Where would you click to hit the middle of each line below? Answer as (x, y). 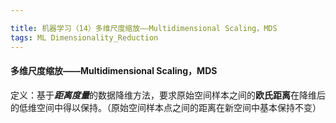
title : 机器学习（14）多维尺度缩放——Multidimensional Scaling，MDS (144, 28)
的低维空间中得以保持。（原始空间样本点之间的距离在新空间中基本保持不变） (166, 107)
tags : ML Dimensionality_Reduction (84, 37)
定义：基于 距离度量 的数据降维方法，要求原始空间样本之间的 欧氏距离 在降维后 (168, 95)
